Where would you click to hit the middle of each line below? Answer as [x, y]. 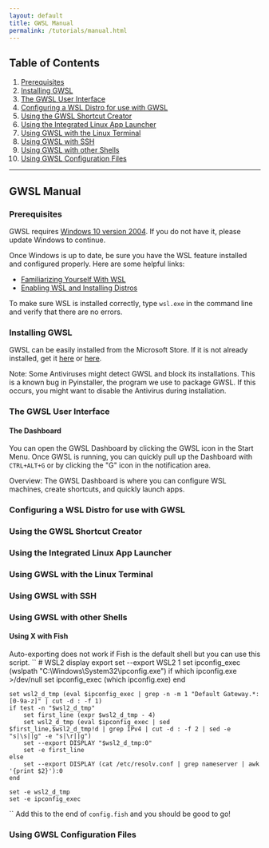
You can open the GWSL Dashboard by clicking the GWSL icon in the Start [131, 448]
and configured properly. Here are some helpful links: [97, 264]
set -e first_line [54, 750]
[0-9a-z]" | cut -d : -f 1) [56, 701]
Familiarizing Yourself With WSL [73, 279]
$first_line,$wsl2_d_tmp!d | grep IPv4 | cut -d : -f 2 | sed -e [120, 729]
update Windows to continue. [57, 240]
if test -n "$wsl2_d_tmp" [52, 708]
